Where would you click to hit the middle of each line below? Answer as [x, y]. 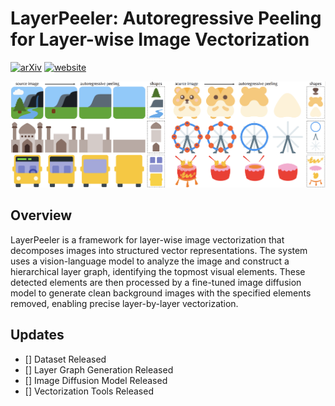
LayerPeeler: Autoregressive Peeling [166, 18]
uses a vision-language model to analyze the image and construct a [150, 261]
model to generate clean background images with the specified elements [161, 293]
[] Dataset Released [65, 359]
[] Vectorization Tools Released [89, 391]
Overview [41, 215]
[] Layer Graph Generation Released [99, 369]
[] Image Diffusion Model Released [96, 380]
